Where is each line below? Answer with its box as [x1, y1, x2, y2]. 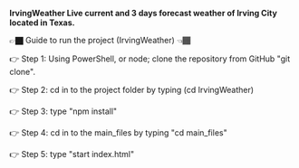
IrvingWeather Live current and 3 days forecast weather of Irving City [9, 8, 278, 18]
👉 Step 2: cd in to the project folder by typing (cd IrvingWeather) [9, 85, 255, 95]
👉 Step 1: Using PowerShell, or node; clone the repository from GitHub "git [9, 53, 291, 64]
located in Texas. [9, 17, 75, 28]
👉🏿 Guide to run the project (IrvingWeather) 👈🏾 [9, 35, 191, 45]
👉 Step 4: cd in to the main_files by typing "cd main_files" [9, 127, 228, 138]
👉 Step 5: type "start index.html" [9, 149, 135, 159]
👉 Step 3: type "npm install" [9, 106, 118, 117]
